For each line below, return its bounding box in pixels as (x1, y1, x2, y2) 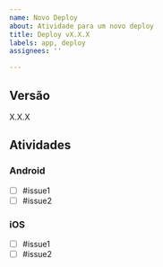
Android (9, 165, 46, 177)
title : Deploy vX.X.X (9, 30, 90, 39)
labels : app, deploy (9, 38, 87, 48)
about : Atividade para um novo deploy (9, 22, 154, 31)
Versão (9, 87, 51, 103)
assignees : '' (9, 47, 63, 56)
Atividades (9, 138, 72, 153)
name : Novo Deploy (9, 13, 78, 22)
